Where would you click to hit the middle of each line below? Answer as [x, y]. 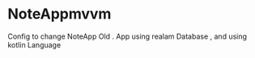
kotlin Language [34, 44]
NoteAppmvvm [59, 14]
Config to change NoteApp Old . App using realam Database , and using [127, 36]
